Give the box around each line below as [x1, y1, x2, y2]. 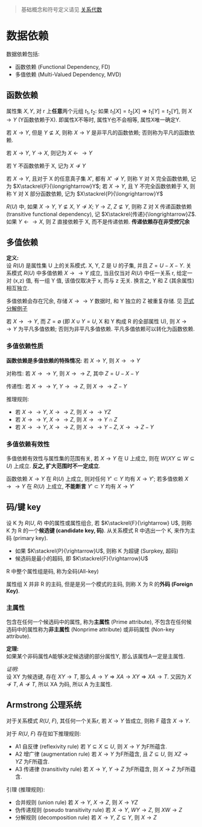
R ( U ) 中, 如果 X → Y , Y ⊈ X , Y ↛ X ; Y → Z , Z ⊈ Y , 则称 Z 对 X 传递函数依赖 [6, 202, 192, 210]
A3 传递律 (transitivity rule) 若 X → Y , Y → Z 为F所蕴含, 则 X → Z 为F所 [14, 765, 191, 773]
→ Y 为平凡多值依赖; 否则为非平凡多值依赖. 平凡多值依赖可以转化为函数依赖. [6, 326, 195, 333]
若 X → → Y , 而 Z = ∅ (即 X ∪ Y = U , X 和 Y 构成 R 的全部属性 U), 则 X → [6, 318, 187, 325]
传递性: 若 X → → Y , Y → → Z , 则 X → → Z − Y [6, 382, 127, 390]
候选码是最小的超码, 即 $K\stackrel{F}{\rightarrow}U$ [14, 555, 149, 562]
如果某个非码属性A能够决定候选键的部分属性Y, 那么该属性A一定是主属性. [6, 652, 186, 660]
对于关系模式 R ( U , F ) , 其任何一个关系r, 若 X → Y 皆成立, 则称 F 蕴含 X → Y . [6, 717, 191, 724]
